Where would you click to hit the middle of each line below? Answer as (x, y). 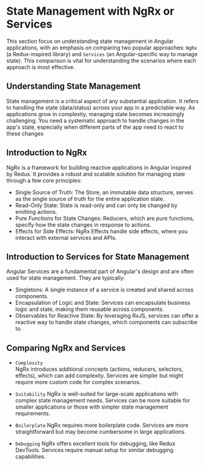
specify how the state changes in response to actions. (83, 225)
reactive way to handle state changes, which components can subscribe (106, 322)
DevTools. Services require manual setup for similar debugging (94, 450)
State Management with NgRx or (90, 11)
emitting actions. (36, 211)
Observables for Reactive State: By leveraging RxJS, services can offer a (106, 316)
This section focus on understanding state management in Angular (90, 41)
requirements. (33, 413)
